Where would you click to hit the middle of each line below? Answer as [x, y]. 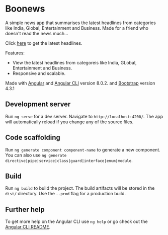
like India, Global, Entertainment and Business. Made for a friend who [77, 28]
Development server [38, 104]
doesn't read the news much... [37, 33]
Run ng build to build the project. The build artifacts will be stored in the [80, 188]
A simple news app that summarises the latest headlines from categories [80, 23]
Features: [15, 53]
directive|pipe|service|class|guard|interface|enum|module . [69, 160]
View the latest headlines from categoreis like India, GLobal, [74, 62]
